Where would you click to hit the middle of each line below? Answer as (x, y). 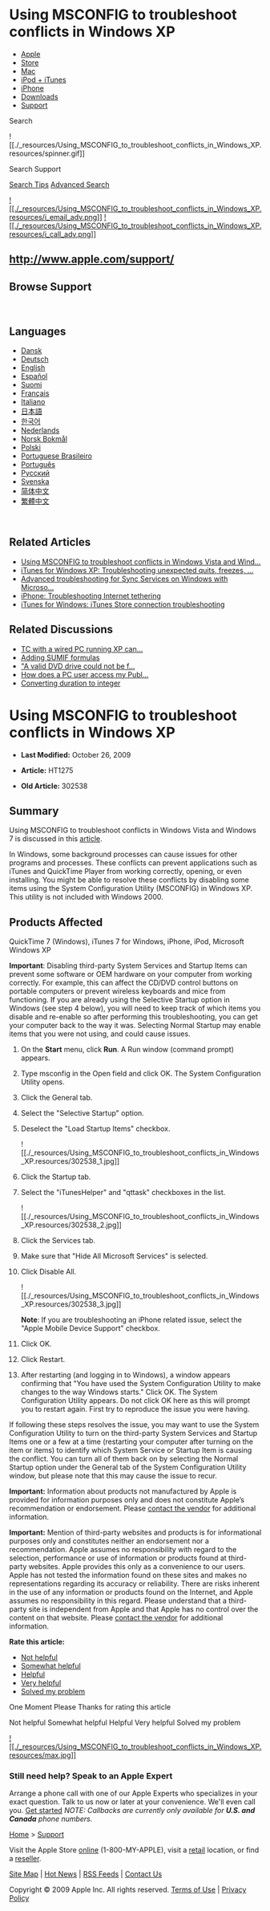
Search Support (35, 169)
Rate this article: (37, 1642)
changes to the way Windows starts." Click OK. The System (119, 1392)
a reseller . (25, 1859)
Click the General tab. (56, 1098)
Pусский (35, 473)
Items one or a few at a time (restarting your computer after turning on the (131, 1441)
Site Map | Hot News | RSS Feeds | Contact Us (86, 1874)
